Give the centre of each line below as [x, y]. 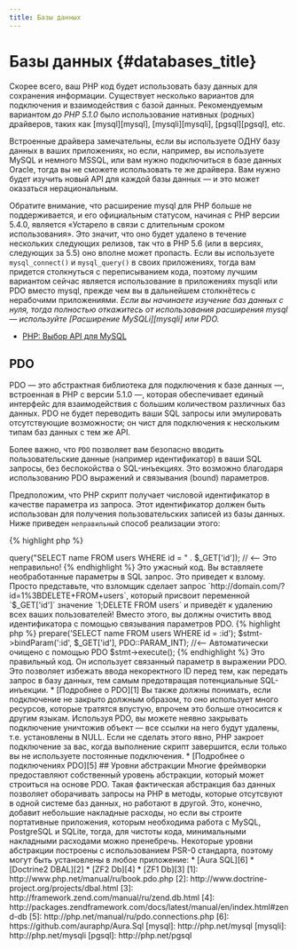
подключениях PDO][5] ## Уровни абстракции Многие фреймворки [138, 766]
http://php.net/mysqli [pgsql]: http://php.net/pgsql [101, 936]
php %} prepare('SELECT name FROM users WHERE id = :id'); [123, 634]
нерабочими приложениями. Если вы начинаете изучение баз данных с [146, 299]
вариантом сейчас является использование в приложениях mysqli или [143, 281]
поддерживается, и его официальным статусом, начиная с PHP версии [145, 215]
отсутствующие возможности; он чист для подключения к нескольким [145, 423]
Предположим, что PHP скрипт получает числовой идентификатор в [140, 495]
